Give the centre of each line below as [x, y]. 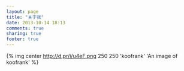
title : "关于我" [25, 17]
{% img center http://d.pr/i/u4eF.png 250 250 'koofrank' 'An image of [92, 56]
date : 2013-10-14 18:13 [36, 22]
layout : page [22, 12]
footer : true [22, 39]
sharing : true [24, 34]
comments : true [25, 28]
